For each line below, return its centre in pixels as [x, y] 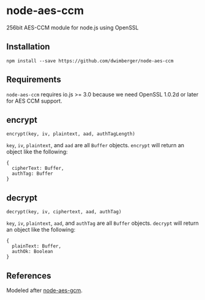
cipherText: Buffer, [38, 169]
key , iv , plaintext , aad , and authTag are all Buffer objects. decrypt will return [102, 223]
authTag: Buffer [32, 174]
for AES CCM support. [34, 101]
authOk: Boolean [32, 252]
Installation [28, 47]
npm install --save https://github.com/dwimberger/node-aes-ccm [90, 61]
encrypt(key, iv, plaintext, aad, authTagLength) [71, 134]
